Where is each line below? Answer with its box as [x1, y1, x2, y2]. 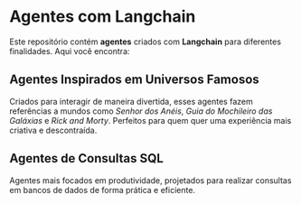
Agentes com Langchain [9, 6, 196, 27]
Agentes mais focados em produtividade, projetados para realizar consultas [9, 174, 292, 186]
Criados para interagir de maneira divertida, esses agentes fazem [9, 96, 253, 107]
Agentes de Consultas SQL [9, 151, 165, 166]
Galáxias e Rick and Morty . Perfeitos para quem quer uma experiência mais [9, 115, 292, 125]
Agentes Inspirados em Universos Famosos [9, 72, 259, 88]
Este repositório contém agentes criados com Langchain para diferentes [9, 36, 282, 47]
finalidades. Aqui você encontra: [9, 45, 130, 56]
